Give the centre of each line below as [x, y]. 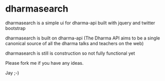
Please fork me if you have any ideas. [44, 63]
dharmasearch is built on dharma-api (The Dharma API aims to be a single [83, 38]
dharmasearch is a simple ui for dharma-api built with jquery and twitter [80, 23]
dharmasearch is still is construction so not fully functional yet [70, 53]
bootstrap [15, 28]
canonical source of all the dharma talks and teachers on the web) [74, 43]
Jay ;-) [12, 73]
